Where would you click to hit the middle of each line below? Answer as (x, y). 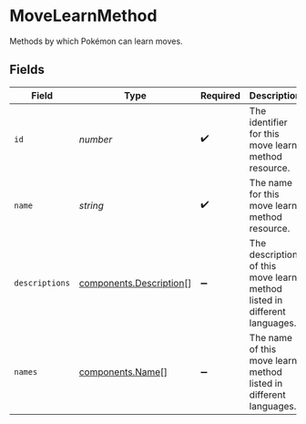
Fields (27, 70)
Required (220, 95)
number (96, 140)
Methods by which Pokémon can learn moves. (97, 41)
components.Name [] (123, 372)
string (92, 205)
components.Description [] (135, 283)
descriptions (42, 283)
